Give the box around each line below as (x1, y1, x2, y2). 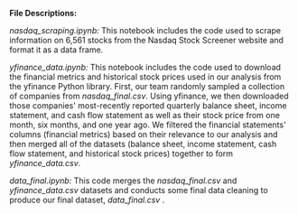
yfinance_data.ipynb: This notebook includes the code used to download (9, 62, 282, 72)
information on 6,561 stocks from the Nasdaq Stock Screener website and (9, 35, 284, 45)
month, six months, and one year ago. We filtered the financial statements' (9, 119, 286, 130)
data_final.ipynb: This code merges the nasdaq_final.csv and (9, 175, 237, 186)
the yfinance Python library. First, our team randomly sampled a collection (9, 81, 285, 91)
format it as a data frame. (9, 44, 104, 55)
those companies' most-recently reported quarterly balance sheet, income (9, 100, 287, 111)
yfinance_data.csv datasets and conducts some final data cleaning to (9, 185, 268, 195)
